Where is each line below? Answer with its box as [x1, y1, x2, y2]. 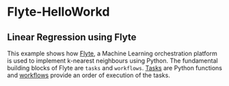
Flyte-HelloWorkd [7, 4, 110, 20]
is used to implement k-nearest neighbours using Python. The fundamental [7, 57, 218, 65]
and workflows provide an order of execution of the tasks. [7, 71, 171, 79]
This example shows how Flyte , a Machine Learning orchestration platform [7, 49, 217, 57]
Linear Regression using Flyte [7, 31, 137, 43]
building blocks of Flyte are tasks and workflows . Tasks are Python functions [7, 64, 222, 72]
